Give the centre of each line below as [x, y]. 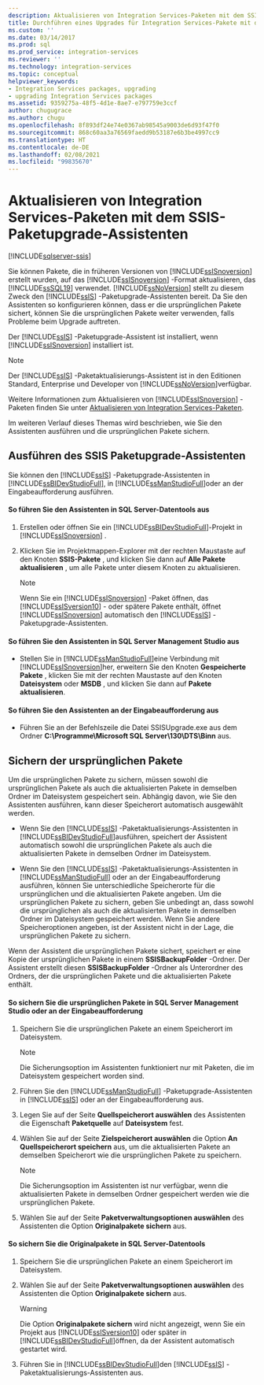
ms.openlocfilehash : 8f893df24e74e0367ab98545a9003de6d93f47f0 [114, 125]
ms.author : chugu [37, 118]
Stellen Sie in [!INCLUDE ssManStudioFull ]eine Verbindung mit [119, 659]
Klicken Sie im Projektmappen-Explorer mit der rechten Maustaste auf [132, 551]
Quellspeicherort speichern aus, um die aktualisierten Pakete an [125, 1146]
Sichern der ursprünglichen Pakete [95, 761]
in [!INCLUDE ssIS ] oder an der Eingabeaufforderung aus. [112, 1099]
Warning [33, 1309]
